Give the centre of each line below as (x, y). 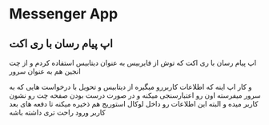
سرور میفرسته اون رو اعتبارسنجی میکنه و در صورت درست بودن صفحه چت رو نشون (135, 95)
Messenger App (64, 14)
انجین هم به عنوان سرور (45, 71)
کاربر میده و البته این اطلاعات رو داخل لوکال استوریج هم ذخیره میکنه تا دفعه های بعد (134, 104)
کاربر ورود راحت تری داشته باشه (58, 112)
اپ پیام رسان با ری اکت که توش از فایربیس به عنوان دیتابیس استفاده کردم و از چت (133, 62)
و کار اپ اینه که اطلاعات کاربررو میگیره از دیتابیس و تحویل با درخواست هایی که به (130, 87)
